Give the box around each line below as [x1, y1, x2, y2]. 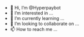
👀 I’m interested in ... [10, 10, 53, 16]
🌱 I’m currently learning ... [10, 15, 65, 21]
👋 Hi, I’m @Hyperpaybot [10, 5, 61, 10]
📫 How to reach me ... [10, 26, 58, 32]
